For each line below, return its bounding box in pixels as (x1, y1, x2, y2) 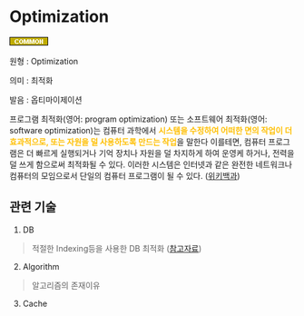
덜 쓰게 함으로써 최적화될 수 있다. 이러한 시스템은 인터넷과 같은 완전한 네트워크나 (9, 159, 293, 170)
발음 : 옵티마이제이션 (9, 94, 83, 105)
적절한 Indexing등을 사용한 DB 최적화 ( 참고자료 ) (31, 242, 202, 253)
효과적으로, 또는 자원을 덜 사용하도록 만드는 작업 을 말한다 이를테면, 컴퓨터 (9, 136, 267, 147)
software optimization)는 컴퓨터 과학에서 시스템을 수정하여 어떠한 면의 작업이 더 (9, 124, 293, 135)
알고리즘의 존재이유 (31, 280, 101, 291)
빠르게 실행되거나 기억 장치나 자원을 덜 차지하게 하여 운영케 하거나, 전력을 (35, 147, 295, 158)
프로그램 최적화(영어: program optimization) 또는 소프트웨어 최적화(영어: (9, 114, 268, 124)
